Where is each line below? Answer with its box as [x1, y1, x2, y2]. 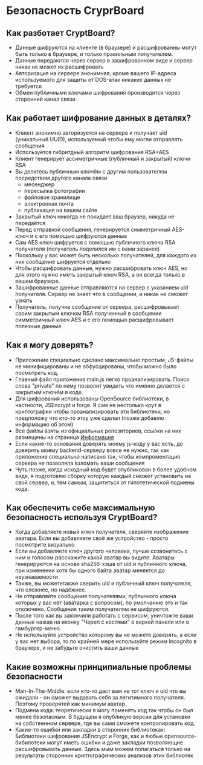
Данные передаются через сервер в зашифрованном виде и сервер [14, 57, 193, 64]
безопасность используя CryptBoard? [6, 512, 158, 522]
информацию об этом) [14, 420, 74, 428]
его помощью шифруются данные [39, 232, 127, 240]
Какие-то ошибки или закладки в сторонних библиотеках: [14, 726, 166, 733]
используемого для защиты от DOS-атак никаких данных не [14, 76, 171, 83]
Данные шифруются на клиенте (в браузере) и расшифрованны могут [14, 44, 197, 51]
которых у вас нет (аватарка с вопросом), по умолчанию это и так [14, 599, 188, 607]
